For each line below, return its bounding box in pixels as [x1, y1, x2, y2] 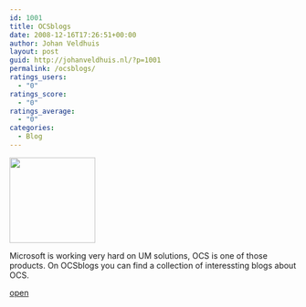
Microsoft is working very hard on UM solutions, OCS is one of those [9, 250, 268, 261]
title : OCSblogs [9, 22, 71, 31]
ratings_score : [9, 89, 68, 98]
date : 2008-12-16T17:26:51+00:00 [9, 30, 137, 39]
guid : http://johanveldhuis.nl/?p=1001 [9, 56, 162, 65]
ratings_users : [9, 73, 68, 82]
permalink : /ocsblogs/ [9, 65, 96, 74]
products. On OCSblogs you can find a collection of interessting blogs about [9, 260, 297, 271]
